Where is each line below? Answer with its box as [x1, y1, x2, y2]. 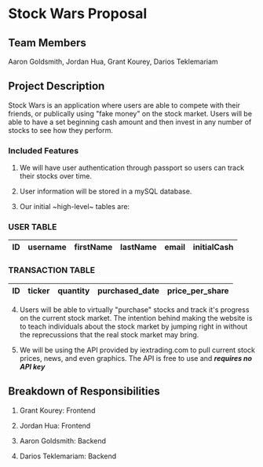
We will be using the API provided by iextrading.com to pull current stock [19, 345, 255, 355]
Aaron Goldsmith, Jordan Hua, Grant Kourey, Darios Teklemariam [8, 57, 218, 66]
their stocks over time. [19, 171, 93, 181]
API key [19, 362, 46, 371]
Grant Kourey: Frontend [19, 406, 96, 415]
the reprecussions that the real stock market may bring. [19, 329, 199, 339]
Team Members [8, 36, 86, 50]
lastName [120, 241, 157, 252]
